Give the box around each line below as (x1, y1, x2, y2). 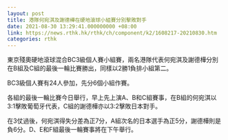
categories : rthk (7, 36, 57, 43)
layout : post (7, 10, 45, 17)
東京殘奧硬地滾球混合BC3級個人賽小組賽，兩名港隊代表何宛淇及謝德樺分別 (7, 56, 219, 64)
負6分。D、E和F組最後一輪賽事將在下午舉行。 (7, 126, 138, 134)
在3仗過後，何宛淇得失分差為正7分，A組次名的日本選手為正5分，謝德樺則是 (7, 117, 222, 125)
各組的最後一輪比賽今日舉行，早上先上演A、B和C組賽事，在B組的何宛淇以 (7, 94, 217, 102)
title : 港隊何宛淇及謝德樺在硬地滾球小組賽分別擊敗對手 (7, 17, 147, 23)
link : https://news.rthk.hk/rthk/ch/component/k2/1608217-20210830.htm (7, 29, 217, 37)
